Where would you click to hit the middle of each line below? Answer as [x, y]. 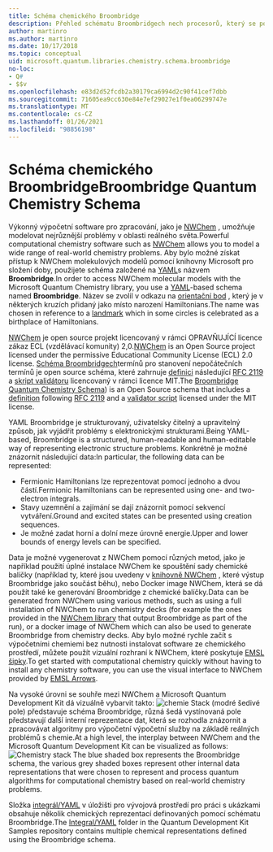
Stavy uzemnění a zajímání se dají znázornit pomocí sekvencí [123, 507]
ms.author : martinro [43, 39]
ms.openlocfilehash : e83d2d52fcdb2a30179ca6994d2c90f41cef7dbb [118, 91]
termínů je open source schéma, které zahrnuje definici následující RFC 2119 [136, 372]
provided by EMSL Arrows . [53, 678]
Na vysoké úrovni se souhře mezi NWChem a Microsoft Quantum [117, 694]
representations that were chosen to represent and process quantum [124, 772]
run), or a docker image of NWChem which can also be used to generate [130, 626]
